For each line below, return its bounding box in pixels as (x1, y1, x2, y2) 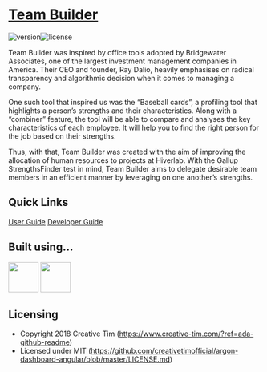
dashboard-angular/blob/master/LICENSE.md (19, 354, 171, 364)
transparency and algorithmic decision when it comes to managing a (8, 73, 235, 83)
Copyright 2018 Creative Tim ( (19, 329, 120, 338)
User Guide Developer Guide (8, 216, 103, 226)
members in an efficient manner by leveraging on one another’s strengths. (8, 172, 253, 182)
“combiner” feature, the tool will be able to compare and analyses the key (8, 114, 251, 123)
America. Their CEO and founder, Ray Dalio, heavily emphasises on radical (8, 64, 254, 74)
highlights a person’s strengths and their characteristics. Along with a (8, 106, 237, 115)
